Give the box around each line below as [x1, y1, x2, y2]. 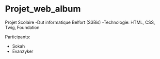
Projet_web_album [5, 3, 81, 15]
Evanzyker [12, 48, 33, 54]
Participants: [5, 34, 31, 40]
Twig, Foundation [5, 24, 40, 30]
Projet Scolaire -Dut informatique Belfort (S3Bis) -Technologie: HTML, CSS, [5, 19, 155, 25]
